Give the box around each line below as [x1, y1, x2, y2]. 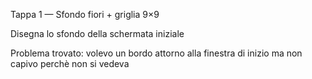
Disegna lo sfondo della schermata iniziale [10, 28, 185, 39]
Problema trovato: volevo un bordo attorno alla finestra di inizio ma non [10, 47, 303, 59]
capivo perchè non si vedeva [10, 58, 130, 69]
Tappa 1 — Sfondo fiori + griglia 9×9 [10, 9, 160, 20]
